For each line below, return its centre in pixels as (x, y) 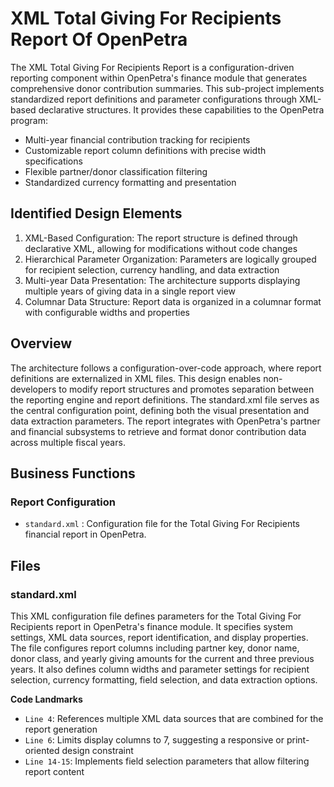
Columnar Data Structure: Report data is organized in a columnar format (173, 301)
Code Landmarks (46, 699)
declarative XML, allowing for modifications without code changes (161, 248)
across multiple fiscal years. (68, 442)
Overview (41, 343)
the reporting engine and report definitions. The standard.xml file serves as (165, 399)
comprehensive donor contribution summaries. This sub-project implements (167, 88)
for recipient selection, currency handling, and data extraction (152, 269)
